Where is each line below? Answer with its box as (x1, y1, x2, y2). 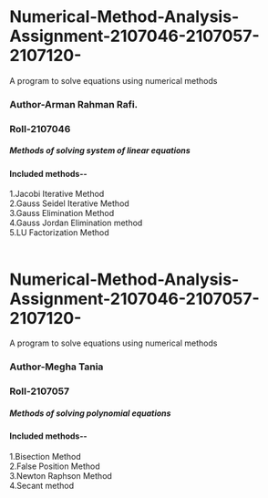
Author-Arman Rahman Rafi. (9, 98, 139, 110)
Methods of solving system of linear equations (9, 145, 191, 156)
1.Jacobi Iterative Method (9, 189, 105, 200)
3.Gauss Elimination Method (9, 208, 115, 219)
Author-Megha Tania (9, 360, 104, 373)
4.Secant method (9, 480, 75, 491)
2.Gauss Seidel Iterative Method (9, 198, 129, 209)
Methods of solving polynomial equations (9, 408, 171, 419)
